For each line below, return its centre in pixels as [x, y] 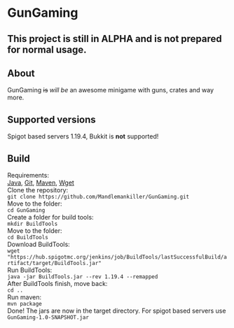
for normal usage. [47, 49]
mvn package [25, 304]
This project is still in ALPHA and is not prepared [115, 39]
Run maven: [25, 297]
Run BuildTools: [30, 270]
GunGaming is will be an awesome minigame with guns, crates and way [111, 90]
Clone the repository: [38, 190]
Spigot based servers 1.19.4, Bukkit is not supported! [83, 136]
